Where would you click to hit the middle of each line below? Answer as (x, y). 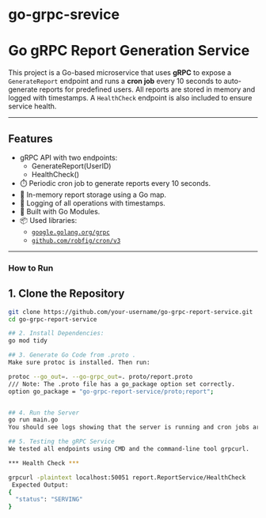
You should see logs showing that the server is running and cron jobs (129, 427)
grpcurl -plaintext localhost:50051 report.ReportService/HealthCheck (127, 477)
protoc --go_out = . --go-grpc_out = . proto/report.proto (101, 376)
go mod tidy (28, 341)
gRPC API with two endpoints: (68, 157)
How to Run (31, 268)
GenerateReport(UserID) (71, 166)
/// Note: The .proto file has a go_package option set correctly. (122, 384)
